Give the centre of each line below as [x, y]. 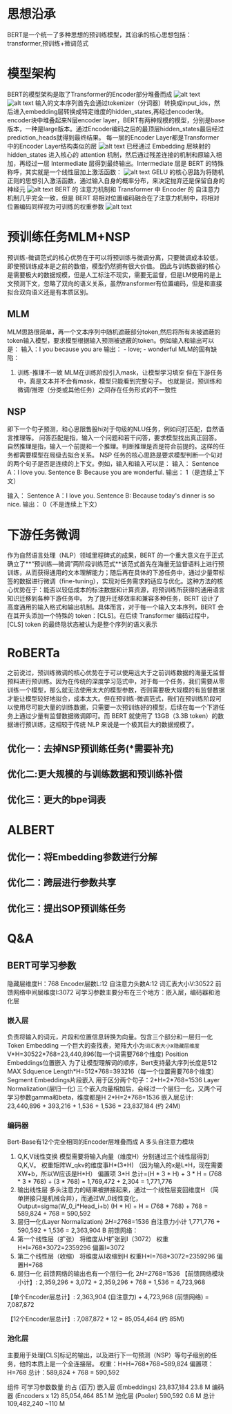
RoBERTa [34, 653]
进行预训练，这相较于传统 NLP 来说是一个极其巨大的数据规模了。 [105, 725]
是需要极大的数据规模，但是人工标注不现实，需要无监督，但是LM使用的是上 [115, 274]
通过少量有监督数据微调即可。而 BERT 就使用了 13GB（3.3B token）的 [118, 716]
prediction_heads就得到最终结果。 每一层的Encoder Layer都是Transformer [113, 137]
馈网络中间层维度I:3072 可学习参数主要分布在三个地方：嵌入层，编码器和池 [114, 992]
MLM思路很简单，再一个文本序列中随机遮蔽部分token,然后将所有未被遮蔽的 [114, 332]
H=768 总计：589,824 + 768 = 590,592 [63, 1372]
